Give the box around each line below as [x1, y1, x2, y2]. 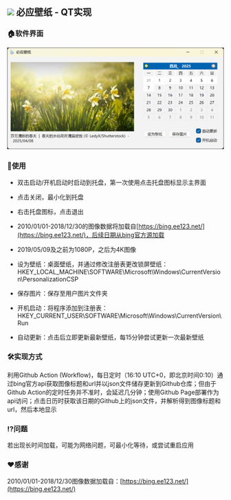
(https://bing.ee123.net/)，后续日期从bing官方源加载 [16, 230, 165, 239]
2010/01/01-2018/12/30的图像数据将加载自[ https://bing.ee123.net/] [16, 222, 205, 230]
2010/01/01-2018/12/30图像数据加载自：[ [7, 477, 122, 485]
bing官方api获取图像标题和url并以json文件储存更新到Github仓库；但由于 [12, 380, 217, 388]
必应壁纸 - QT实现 [16, 6, 92, 19]
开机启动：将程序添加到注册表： [16, 303, 108, 312]
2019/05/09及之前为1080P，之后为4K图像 [16, 245, 136, 253]
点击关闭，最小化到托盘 [16, 193, 84, 201]
